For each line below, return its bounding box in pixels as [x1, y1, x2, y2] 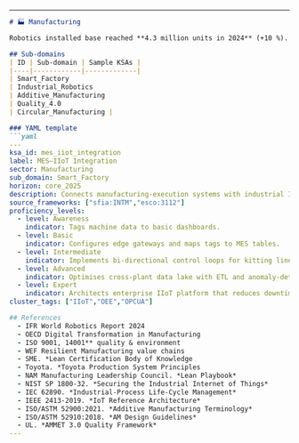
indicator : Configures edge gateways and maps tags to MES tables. [25, 239, 280, 248]
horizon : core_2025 [9, 181, 82, 190]
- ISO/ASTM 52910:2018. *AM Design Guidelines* [17, 413, 198, 422]
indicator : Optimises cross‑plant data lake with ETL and [25, 272, 245, 281]
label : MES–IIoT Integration [9, 157, 117, 165]
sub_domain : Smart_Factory [9, 173, 109, 182]
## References [9, 313, 62, 322]
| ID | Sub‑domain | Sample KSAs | [9, 58, 141, 67]
